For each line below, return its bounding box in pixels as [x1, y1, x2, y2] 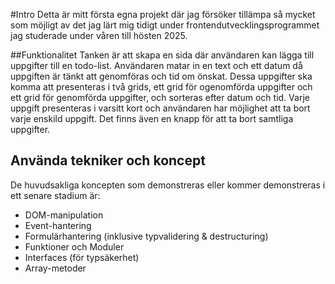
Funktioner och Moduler [24, 240, 125, 253]
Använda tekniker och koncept [10, 152, 206, 169]
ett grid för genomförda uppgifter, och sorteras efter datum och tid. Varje [10, 92, 310, 103]
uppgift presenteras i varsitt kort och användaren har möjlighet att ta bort [10, 102, 311, 114]
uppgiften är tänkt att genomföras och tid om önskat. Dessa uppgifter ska [10, 70, 313, 82]
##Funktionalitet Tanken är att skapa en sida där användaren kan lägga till [10, 49, 315, 61]
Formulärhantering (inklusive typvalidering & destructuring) [24, 230, 269, 242]
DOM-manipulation [24, 209, 104, 221]
